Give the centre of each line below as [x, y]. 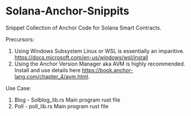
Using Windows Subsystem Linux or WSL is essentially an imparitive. [99, 51]
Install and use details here [47, 70]
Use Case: [18, 88]
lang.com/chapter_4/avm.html [51, 76]
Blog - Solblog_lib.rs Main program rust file [67, 100]
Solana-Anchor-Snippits [68, 11]
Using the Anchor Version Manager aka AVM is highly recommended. [100, 64]
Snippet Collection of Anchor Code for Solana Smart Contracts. [84, 28]
